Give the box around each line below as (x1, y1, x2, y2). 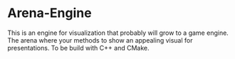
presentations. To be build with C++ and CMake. (7, 43, 150, 52)
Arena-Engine (7, 5, 92, 21)
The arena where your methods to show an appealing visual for (7, 36, 193, 44)
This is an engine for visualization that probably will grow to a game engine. (7, 28, 229, 37)
